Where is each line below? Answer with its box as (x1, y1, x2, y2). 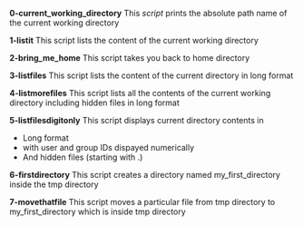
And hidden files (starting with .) (22, 152, 143, 162)
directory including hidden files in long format (9, 97, 180, 108)
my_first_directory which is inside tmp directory (9, 206, 186, 217)
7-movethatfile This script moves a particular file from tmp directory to (9, 197, 276, 207)
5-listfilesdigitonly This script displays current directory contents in (9, 115, 265, 125)
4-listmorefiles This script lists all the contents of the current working (9, 88, 271, 98)
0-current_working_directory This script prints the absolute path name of (9, 8, 288, 18)
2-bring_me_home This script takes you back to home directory (9, 53, 250, 63)
